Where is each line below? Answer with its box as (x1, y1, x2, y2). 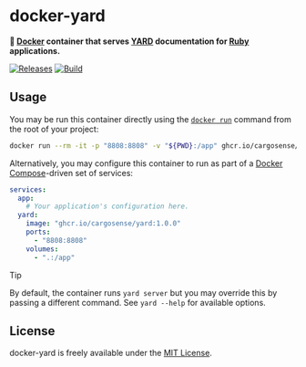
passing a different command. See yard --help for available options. (9, 297, 266, 308)
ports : (25, 227, 51, 236)
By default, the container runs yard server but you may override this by (9, 287, 278, 298)
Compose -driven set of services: (9, 167, 134, 178)
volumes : (25, 244, 59, 254)
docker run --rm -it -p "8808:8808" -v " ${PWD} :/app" (9, 141, 219, 151)
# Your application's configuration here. (25, 202, 189, 211)
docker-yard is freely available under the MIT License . (9, 348, 212, 359)
